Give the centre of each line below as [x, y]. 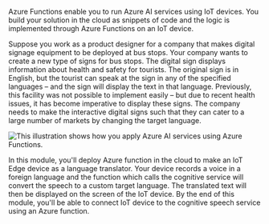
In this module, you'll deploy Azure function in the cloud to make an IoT [126, 160]
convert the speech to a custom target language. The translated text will [128, 186]
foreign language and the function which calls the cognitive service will [126, 177]
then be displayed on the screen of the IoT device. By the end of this [122, 194]
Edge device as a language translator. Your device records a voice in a [124, 168]
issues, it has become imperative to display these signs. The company [124, 104]
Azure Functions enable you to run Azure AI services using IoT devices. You [134, 12]
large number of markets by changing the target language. [105, 120]
